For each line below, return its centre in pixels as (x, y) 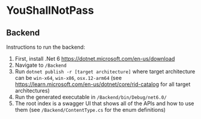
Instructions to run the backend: (46, 47)
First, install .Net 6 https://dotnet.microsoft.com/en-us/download (95, 59)
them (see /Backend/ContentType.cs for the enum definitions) (90, 110)
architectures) (32, 90)
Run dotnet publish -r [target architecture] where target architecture (105, 72)
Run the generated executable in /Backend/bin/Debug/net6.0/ (91, 97)
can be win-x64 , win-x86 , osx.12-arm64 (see (68, 78)
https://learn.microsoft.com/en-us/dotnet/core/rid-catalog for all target (103, 84)
